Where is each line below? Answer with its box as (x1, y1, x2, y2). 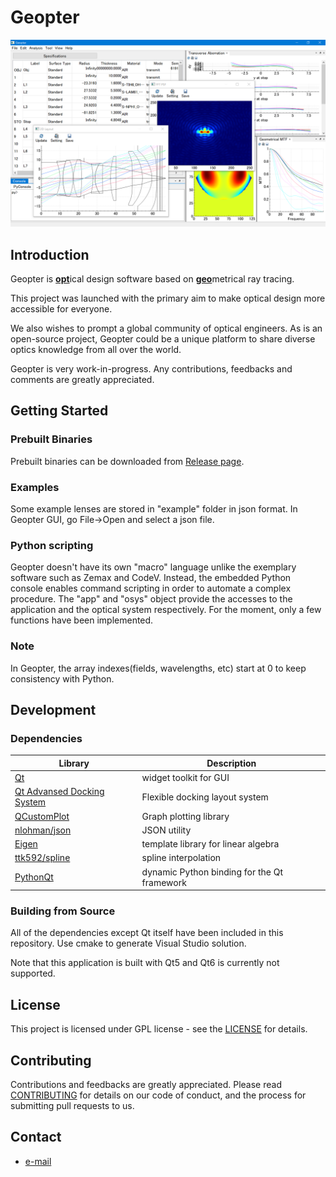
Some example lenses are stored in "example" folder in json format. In (10, 502, 298, 515)
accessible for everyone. (10, 303, 113, 315)
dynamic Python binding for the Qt (141, 866, 283, 878)
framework (141, 876, 187, 888)
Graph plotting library (141, 810, 230, 822)
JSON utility (141, 824, 192, 836)
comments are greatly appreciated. (10, 374, 155, 385)
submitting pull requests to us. (10, 1099, 135, 1111)
